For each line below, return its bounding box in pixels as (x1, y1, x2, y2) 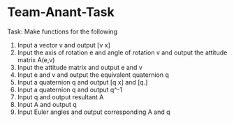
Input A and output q (17, 100, 77, 108)
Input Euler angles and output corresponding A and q (17, 108, 170, 116)
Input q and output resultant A (17, 92, 104, 101)
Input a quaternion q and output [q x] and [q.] (17, 78, 148, 86)
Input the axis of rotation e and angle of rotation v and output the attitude (17, 48, 228, 57)
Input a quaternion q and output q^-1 (17, 85, 123, 94)
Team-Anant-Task (7, 4, 115, 20)
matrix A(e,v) (17, 55, 55, 64)
